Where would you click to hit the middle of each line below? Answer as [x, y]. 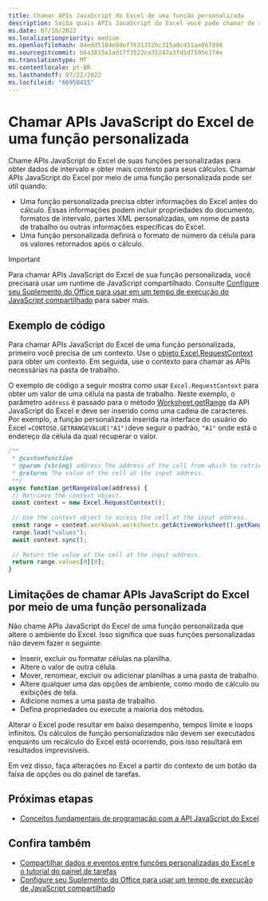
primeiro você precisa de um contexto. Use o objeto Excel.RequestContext [131, 353]
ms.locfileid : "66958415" [51, 82]
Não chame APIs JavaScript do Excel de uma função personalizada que [126, 626]
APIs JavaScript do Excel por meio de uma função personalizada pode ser [130, 178]
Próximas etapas [51, 799]
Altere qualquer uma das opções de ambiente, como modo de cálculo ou [140, 683]
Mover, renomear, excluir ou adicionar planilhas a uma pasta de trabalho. [139, 675]
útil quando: [28, 186]
